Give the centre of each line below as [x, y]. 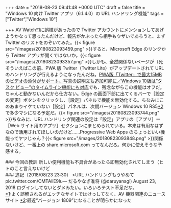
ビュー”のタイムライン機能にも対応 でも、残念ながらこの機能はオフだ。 [90, 87]
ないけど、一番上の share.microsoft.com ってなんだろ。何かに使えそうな [82, 145]
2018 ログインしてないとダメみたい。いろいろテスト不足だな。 [71, 188]
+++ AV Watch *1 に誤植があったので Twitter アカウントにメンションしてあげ [85, 30]
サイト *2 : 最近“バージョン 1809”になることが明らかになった [68, 200]
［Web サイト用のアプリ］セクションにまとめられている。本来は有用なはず [84, 125]
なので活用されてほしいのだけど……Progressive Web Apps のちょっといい [83, 132]
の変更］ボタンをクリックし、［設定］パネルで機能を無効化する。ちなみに [82, 100]
